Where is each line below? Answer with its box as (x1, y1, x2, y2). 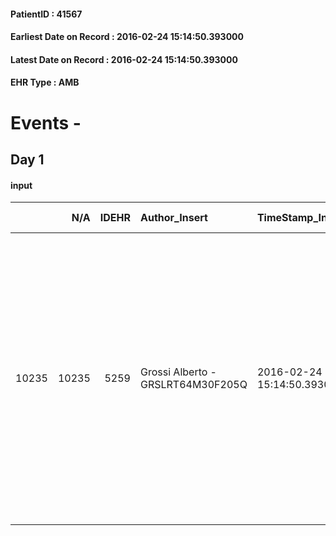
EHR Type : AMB (10, 76, 80, 89)
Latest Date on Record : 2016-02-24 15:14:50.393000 (10, 53, 238, 65)
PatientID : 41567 (10, 8, 83, 20)
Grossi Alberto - (139, 365, 217, 379)
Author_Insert (139, 211, 208, 225)
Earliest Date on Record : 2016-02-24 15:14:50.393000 (10, 31, 244, 43)
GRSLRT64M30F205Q (139, 378, 248, 392)
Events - (10, 111, 82, 134)
